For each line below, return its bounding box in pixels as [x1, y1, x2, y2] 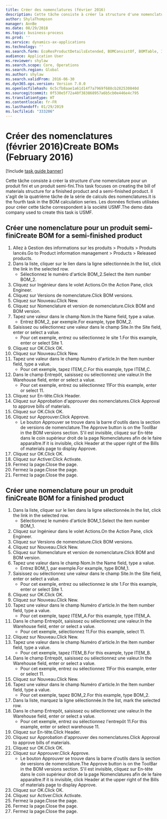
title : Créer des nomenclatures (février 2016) [5, 7, 106, 12]
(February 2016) [5, 152, 74, 163]
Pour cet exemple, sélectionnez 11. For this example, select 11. [20, 629, 145, 635]
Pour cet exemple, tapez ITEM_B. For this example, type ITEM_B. [20, 650, 152, 656]
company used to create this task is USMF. [5, 209, 93, 215]
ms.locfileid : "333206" [5, 109, 55, 114]
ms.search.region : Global [5, 68, 59, 73]
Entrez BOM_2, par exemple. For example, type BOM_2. [20, 319, 133, 325]
